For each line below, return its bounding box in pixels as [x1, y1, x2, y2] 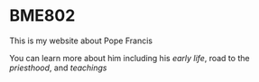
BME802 [9, 5, 76, 26]
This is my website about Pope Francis [9, 35, 153, 46]
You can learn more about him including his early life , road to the [9, 52, 250, 63]
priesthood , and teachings [9, 62, 107, 73]
